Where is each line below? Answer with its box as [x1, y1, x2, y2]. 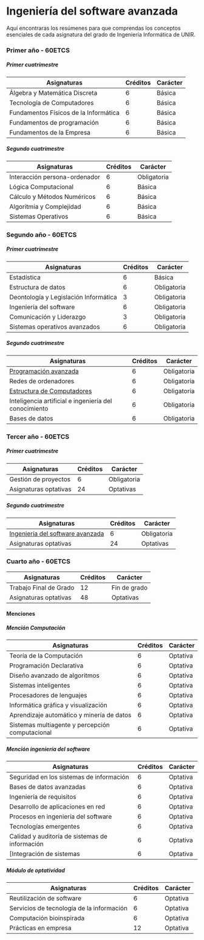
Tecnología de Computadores [9, 99, 94, 107]
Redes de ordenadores [9, 377, 75, 385]
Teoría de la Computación [9, 652, 83, 660]
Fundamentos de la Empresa [9, 128, 91, 136]
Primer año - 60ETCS [6, 46, 70, 54]
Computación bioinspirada [9, 914, 85, 922]
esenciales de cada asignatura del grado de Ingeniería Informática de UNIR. [6, 30, 196, 38]
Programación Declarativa [9, 661, 84, 670]
